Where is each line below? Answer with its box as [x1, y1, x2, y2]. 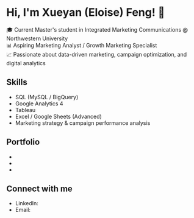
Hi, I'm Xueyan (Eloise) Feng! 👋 [6, 5, 165, 19]
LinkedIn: [15, 200, 38, 207]
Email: [15, 206, 31, 214]
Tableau [15, 106, 36, 113]
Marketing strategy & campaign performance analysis [15, 119, 151, 127]
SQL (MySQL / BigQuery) [15, 93, 79, 100]
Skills [6, 77, 27, 88]
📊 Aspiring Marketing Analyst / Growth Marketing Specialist [6, 41, 157, 49]
